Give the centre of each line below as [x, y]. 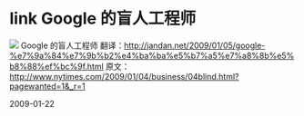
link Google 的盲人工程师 [103, 19]
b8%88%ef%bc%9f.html [57, 66]
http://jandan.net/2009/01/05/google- [195, 45]
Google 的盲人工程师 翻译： [72, 45]
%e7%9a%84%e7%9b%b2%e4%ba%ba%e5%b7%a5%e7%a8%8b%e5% [152, 55]
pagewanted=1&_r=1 [47, 86]
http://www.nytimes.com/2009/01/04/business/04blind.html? [124, 76]
